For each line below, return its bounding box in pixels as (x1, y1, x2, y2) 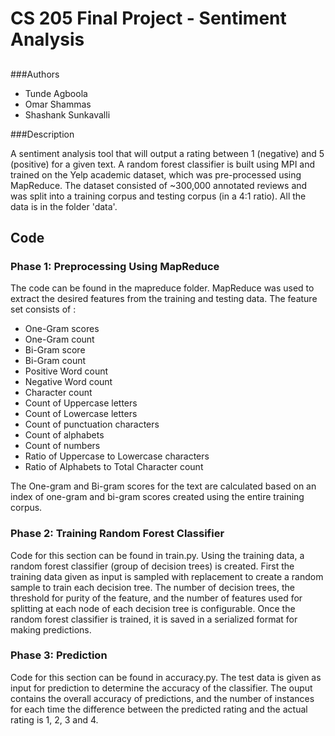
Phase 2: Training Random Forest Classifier (10, 527, 225, 541)
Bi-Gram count (24, 355, 87, 367)
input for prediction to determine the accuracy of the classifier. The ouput (10, 682, 313, 694)
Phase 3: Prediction (10, 648, 108, 662)
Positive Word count (24, 365, 109, 377)
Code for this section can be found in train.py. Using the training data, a (10, 549, 305, 561)
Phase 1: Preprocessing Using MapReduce (10, 259, 220, 273)
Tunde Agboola (24, 87, 88, 99)
